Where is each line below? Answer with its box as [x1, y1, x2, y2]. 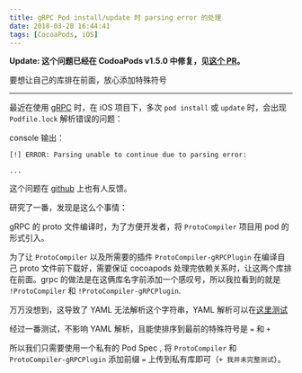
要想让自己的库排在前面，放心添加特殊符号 [9, 75, 167, 85]
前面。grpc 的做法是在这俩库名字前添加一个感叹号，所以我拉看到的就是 [16, 274, 281, 285]
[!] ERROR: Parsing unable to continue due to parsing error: [9, 150, 247, 160]
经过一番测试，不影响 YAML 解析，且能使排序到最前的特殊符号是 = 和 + [9, 324, 271, 334]
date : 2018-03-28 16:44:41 [9, 22, 111, 31]
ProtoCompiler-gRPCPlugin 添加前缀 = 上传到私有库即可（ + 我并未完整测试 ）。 [9, 354, 286, 365]
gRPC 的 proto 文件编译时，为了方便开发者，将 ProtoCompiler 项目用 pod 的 [9, 221, 289, 232]
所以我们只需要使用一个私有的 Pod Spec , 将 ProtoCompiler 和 [9, 342, 237, 353]
